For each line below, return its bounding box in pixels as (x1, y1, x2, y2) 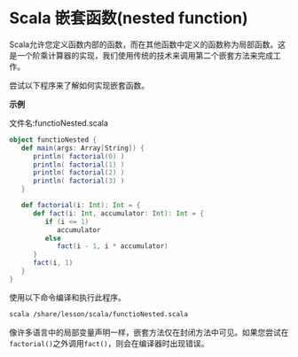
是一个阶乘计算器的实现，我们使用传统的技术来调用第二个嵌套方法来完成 (9, 50, 273, 60)
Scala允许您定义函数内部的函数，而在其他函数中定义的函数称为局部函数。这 (9, 39, 286, 50)
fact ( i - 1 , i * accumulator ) (56, 242, 169, 251)
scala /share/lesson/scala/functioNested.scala (9, 309, 189, 319)
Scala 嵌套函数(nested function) (9, 8, 248, 28)
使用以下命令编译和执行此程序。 (9, 291, 126, 302)
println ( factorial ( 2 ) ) (32, 168, 125, 177)
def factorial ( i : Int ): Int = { (20, 201, 141, 210)
